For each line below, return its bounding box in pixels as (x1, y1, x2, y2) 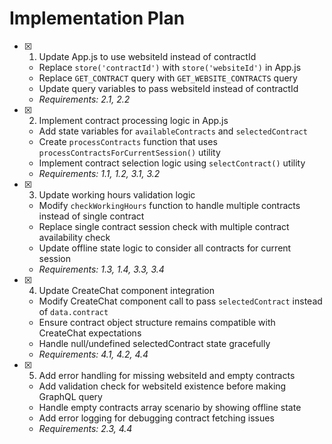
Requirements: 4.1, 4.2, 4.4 (38, 348, 149, 360)
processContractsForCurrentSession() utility (38, 146, 221, 158)
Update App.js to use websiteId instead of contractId (38, 50, 257, 62)
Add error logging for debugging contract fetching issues (38, 412, 275, 424)
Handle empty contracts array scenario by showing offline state (38, 401, 302, 413)
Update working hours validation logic (38, 188, 196, 201)
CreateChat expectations (38, 327, 142, 339)
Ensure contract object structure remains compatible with (38, 316, 276, 328)
